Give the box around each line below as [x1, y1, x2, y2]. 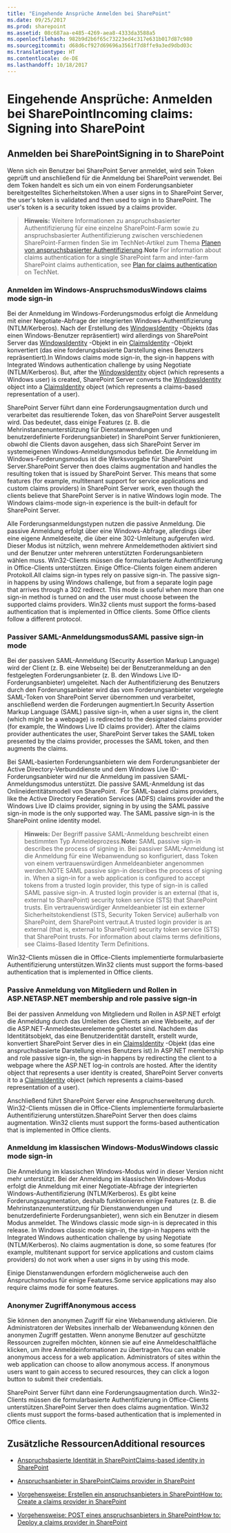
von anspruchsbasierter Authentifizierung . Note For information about [23, 246, 222, 254]
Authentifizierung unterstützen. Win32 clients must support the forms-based [7, 961, 223, 969]
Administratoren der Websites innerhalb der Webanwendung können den [7, 1324, 214, 1332]
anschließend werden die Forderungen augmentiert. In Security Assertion [7, 700, 214, 708]
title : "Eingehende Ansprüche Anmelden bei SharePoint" [7, 10, 171, 17]
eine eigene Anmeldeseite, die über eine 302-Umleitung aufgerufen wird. [7, 534, 215, 542]
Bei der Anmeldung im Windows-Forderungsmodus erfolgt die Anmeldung [7, 309, 219, 318]
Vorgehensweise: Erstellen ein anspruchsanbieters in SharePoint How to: [17, 1489, 223, 1498]
